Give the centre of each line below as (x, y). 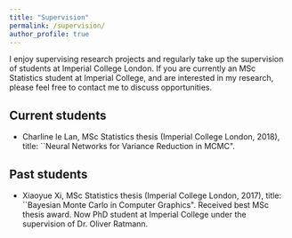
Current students (58, 115)
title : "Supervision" (49, 17)
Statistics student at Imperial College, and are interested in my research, (142, 78)
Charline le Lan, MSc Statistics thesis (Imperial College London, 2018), (151, 137)
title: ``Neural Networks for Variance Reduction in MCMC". (129, 147)
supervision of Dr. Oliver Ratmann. (85, 224)
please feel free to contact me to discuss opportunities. (110, 87)
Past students (49, 174)
